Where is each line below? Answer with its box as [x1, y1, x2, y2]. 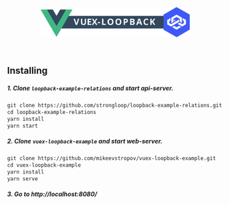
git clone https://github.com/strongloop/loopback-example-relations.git [7, 102, 223, 109]
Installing [7, 65, 48, 77]
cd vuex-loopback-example [7, 162, 81, 169]
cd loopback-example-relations [7, 109, 97, 116]
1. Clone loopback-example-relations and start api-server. [7, 84, 173, 92]
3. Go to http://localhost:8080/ [7, 190, 97, 198]
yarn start [7, 122, 38, 130]
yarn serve [7, 176, 38, 182]
